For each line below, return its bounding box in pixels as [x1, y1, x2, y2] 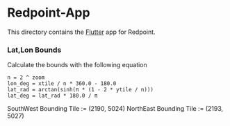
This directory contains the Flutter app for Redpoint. [7, 28, 156, 36]
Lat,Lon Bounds [7, 45, 62, 55]
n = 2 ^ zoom [7, 74, 45, 81]
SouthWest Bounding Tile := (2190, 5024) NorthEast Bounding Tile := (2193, [7, 105, 224, 113]
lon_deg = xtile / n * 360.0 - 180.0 [7, 80, 117, 87]
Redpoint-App [7, 5, 90, 21]
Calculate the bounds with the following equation [7, 61, 147, 69]
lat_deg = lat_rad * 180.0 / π [7, 92, 98, 100]
